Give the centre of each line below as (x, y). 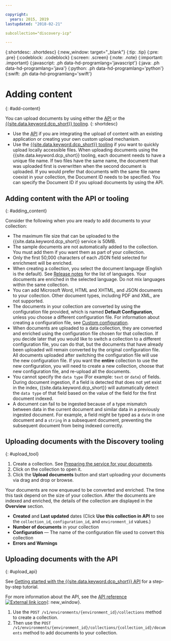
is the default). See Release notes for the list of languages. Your (79, 274)
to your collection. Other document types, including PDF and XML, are (86, 296)
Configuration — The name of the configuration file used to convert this (88, 532)
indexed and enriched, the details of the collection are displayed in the (79, 501)
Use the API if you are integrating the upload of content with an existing (88, 134)
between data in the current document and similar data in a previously (86, 409)
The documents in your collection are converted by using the (77, 306)
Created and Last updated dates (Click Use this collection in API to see (88, 516)
